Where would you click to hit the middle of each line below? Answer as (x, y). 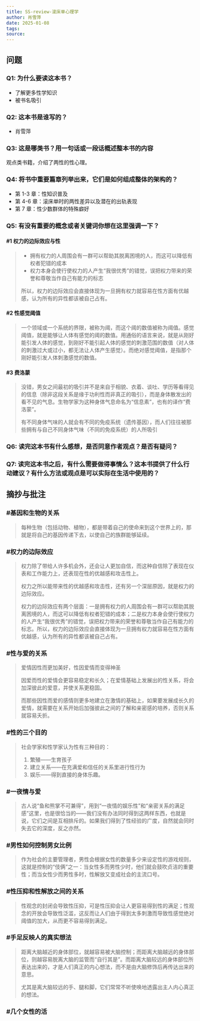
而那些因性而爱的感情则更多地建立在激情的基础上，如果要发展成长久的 (107, 701)
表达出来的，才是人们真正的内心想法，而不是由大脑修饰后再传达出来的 (107, 966)
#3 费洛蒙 (18, 372)
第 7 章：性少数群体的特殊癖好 (52, 209)
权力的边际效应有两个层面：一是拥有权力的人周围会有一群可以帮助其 (105, 607)
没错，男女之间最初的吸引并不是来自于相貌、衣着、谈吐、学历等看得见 (107, 387)
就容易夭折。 (37, 716)
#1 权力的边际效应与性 (34, 241)
